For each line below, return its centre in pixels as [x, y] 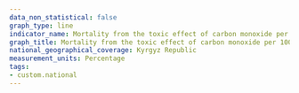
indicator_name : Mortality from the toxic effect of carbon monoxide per [149, 34]
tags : [19, 67]
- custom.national [43, 75]
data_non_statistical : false [63, 17]
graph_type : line [41, 26]
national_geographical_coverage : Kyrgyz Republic [103, 50]
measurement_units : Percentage [67, 58]
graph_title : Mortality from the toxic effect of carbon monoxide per [143, 42]
